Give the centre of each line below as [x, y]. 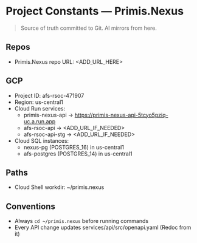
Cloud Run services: [40, 108]
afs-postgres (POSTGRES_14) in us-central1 [78, 154]
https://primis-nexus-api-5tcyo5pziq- [121, 115]
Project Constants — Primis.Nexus [95, 11]
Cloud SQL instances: [42, 140]
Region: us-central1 [39, 102]
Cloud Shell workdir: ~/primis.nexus [59, 187]
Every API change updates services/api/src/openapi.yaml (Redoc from [103, 228]
